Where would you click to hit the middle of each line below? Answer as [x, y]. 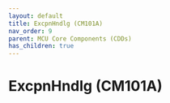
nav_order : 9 [30, 31]
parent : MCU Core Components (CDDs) [70, 39]
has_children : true [41, 46]
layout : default [36, 16]
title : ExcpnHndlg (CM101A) [56, 24]
